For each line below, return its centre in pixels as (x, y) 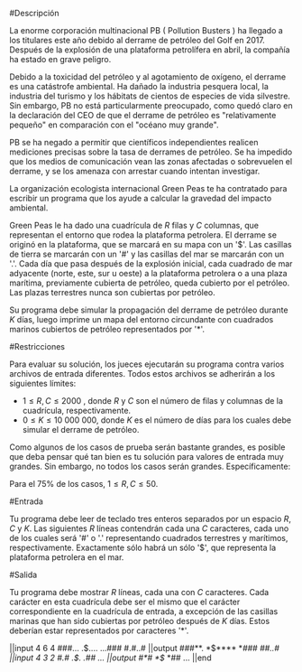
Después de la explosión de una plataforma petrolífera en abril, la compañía (150, 50)
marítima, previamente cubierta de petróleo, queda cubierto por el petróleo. (150, 283)
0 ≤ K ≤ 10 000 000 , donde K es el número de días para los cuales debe (156, 420)
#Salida (23, 574)
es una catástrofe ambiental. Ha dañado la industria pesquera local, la (139, 86)
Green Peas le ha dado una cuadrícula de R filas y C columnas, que (134, 225)
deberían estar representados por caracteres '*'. (99, 630)
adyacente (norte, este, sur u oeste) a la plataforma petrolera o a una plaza (148, 273)
